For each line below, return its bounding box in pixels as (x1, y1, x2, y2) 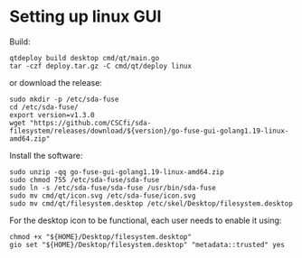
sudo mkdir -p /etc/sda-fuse (9, 95, 119, 104)
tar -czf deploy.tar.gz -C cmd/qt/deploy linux (9, 61, 193, 70)
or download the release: (9, 77, 102, 88)
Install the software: (9, 150, 83, 161)
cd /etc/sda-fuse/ (9, 102, 79, 112)
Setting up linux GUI (9, 6, 162, 27)
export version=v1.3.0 (9, 110, 95, 119)
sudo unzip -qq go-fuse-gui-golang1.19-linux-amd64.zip (9, 167, 224, 177)
